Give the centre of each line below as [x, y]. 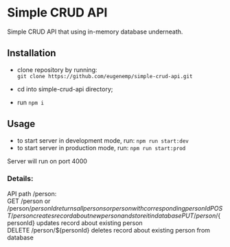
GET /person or [29, 201]
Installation [32, 53]
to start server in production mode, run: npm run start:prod [101, 148]
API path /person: [32, 193]
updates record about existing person [90, 223]
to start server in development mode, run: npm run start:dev [103, 140]
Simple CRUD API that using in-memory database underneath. [95, 32]
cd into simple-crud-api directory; [65, 89]
